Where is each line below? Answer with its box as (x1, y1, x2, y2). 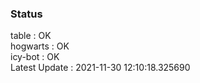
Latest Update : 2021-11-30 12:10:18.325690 (10, 62, 191, 74)
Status (10, 7, 43, 21)
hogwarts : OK (10, 40, 70, 52)
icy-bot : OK (10, 51, 60, 63)
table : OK (10, 30, 52, 42)
